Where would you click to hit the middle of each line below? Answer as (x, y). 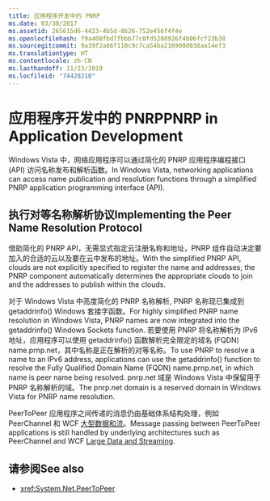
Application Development (96, 136)
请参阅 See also (46, 468)
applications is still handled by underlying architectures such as (114, 432)
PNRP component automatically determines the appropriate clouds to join (131, 276)
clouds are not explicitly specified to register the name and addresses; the (132, 267)
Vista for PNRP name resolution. (62, 397)
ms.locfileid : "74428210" (52, 76)
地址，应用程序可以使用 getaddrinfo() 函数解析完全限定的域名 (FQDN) (124, 340)
